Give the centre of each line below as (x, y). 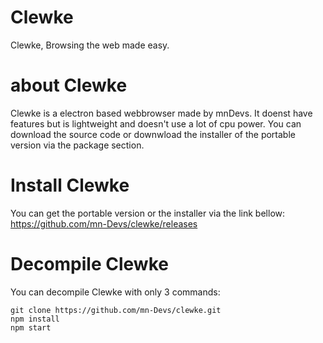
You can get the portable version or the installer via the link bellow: (148, 213)
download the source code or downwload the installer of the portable (153, 134)
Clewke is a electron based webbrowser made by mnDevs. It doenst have (161, 113)
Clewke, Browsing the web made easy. (90, 45)
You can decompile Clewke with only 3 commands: (115, 292)
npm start (31, 327)
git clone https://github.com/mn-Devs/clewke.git (116, 310)
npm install (35, 319)
